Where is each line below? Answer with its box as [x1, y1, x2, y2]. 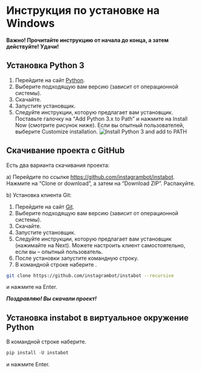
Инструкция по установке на [6, 4, 160, 18]
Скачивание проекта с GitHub [6, 146, 125, 156]
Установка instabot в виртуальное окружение [6, 313, 189, 323]
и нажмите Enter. [6, 361, 50, 368]
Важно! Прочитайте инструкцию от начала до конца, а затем [6, 36, 169, 44]
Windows [6, 16, 55, 30]
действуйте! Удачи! [6, 43, 59, 50]
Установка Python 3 [6, 60, 85, 71]
